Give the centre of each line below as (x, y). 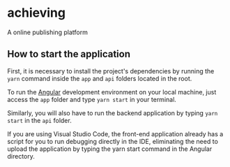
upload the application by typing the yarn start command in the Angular (110, 149)
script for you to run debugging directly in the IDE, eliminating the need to (113, 141)
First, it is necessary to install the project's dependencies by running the (111, 71)
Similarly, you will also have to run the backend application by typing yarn (113, 112)
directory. (21, 156)
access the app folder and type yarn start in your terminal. (92, 99)
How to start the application (69, 54)
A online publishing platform (48, 32)
